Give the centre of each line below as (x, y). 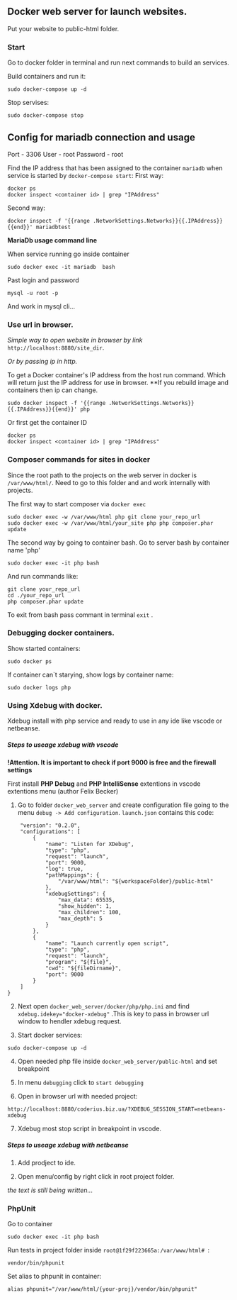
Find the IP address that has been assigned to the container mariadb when (115, 168)
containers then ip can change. (53, 390)
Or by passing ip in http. (42, 362)
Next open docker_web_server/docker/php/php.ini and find (103, 1006)
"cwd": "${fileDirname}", (83, 968)
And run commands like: (43, 576)
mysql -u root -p (33, 293)
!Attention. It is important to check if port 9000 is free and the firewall (112, 762)
